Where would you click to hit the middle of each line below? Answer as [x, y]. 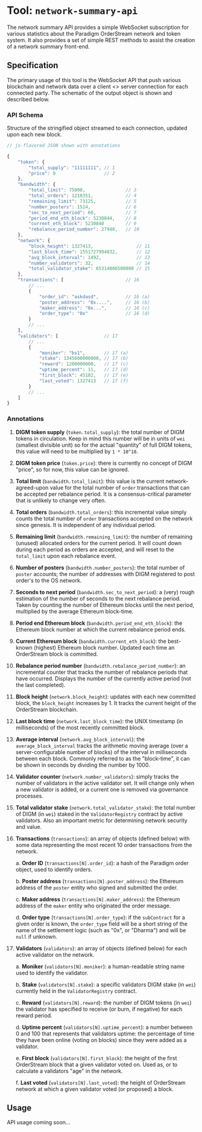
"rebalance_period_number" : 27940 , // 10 [84, 229]
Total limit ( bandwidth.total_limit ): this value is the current [90, 481]
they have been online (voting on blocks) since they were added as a [101, 1040]
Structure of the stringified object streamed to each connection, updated [97, 128]
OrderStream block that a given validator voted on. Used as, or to [96, 1064]
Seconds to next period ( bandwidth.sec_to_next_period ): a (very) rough [105, 592]
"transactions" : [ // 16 [78, 280]
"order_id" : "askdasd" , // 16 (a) [94, 296]
